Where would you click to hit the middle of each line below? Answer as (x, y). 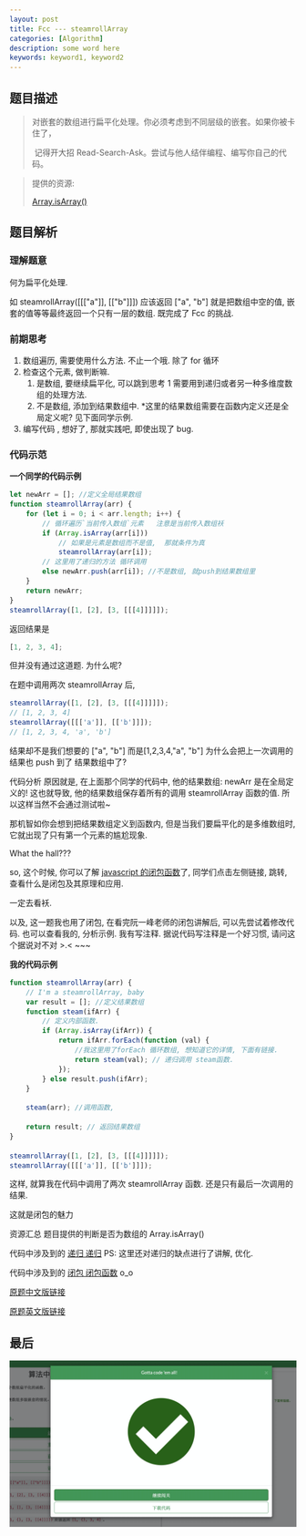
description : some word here (65, 48)
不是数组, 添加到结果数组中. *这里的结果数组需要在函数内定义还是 (158, 406)
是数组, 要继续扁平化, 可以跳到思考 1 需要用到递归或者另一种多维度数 (164, 383)
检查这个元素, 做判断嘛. (66, 371)
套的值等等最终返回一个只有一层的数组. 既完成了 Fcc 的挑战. (122, 313)
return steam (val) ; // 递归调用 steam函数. (154, 1059)
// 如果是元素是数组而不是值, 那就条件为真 (131, 542)
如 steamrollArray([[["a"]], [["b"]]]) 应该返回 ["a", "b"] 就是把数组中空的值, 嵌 (153, 302)
